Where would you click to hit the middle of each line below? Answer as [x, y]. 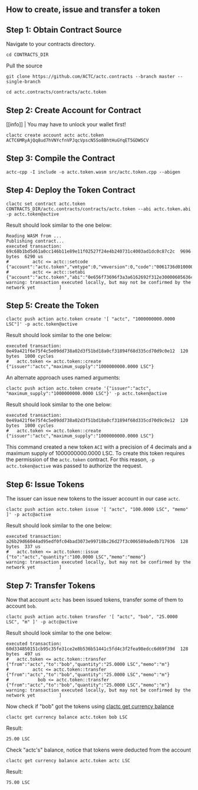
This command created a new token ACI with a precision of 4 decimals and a [99, 447]
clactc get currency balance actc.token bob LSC [67, 717]
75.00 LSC [18, 783]
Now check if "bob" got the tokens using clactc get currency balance [90, 706]
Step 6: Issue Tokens [45, 484]
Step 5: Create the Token [52, 306]
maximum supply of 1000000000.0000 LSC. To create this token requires [95, 453]
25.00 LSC [18, 739]
